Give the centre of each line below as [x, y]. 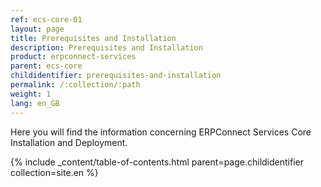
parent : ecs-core [46, 66]
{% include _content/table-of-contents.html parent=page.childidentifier [157, 162]
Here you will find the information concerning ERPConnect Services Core [161, 132]
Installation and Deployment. [69, 142]
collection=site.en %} [54, 172]
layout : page [37, 29]
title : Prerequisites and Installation [93, 38]
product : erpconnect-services [73, 57]
